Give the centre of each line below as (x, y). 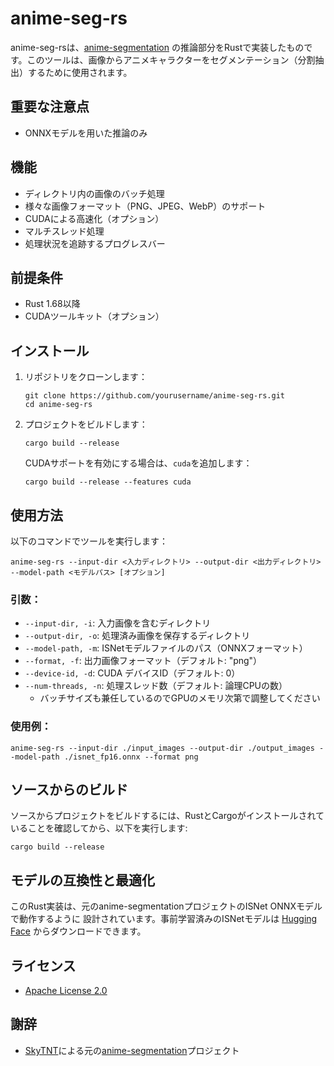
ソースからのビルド (69, 789)
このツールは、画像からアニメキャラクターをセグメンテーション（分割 (171, 59)
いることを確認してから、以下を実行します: (99, 828)
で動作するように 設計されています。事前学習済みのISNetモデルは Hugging (164, 919)
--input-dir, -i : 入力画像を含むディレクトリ (118, 623)
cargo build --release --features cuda (108, 482)
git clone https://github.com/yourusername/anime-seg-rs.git (155, 396)
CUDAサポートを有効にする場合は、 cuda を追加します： (138, 463)
